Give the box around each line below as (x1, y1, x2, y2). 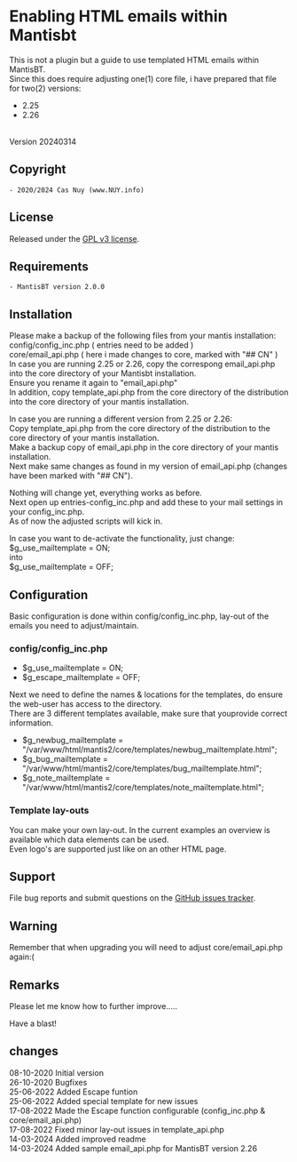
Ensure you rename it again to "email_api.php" (9, 378, 178, 389)
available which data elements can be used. (9, 834, 169, 845)
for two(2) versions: (9, 83, 82, 93)
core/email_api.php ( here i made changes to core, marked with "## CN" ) (9, 349, 278, 360)
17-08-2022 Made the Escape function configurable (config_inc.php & (9, 1105, 266, 1116)
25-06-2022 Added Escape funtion (9, 1086, 138, 1097)
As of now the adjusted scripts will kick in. (9, 516, 163, 526)
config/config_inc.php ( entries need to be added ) (9, 340, 194, 350)
